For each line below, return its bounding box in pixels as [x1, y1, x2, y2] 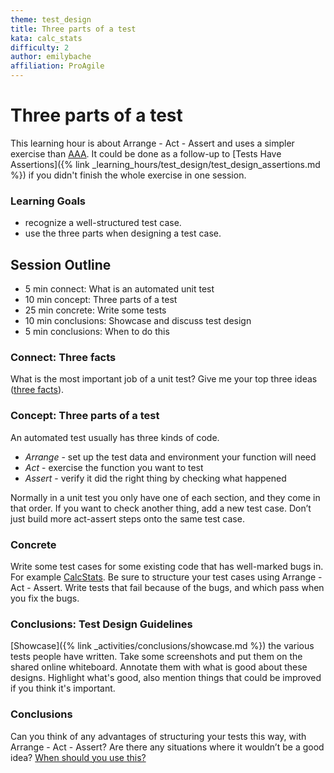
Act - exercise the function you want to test [24, 461, 204, 473]
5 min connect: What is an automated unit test [24, 283, 215, 295]
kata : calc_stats [10, 33, 83, 43]
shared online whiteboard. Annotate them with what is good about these [10, 661, 308, 673]
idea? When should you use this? [10, 751, 147, 763]
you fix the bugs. [10, 592, 80, 604]
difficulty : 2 [10, 42, 70, 53]
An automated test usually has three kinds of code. [10, 431, 220, 443]
